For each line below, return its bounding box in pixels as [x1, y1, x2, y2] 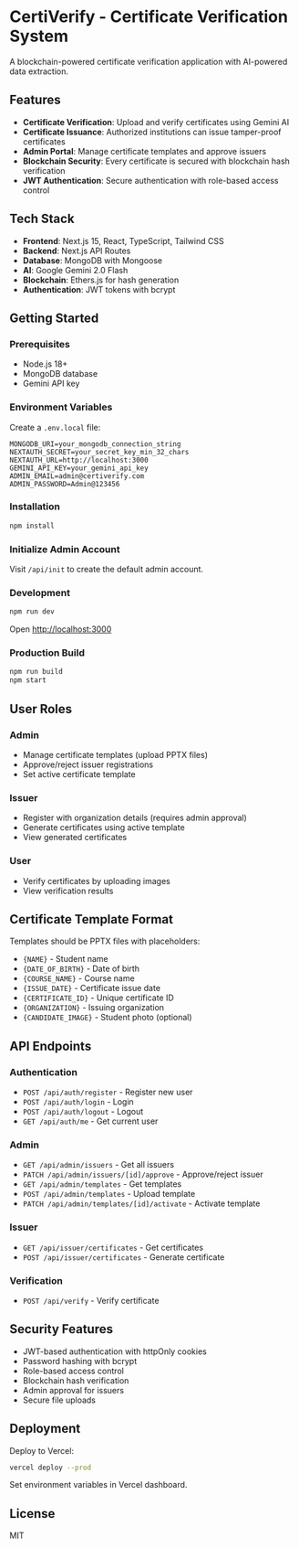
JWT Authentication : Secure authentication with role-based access [22, 175, 279, 186]
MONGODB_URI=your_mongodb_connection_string [9, 439, 181, 449]
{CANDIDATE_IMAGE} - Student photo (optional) [22, 1012, 193, 1023]
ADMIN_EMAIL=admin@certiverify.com [9, 471, 145, 481]
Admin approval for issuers [22, 1384, 125, 1395]
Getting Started [9, 310, 99, 326]
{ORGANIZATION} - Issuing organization [22, 1002, 165, 1013]
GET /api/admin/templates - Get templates [22, 1179, 182, 1190]
